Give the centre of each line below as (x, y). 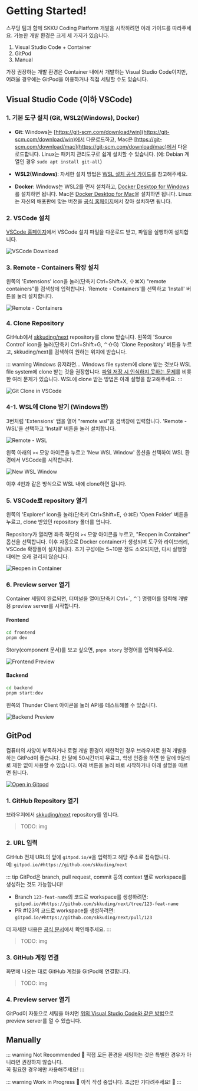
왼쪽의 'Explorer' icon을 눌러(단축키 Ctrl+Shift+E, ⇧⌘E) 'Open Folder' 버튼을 (97, 515)
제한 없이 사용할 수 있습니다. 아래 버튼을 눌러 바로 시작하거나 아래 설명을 (95, 765)
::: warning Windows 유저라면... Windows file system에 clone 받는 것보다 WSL (99, 364)
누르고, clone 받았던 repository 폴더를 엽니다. (59, 522)
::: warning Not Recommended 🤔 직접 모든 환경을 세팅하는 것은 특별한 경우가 (96, 1055)
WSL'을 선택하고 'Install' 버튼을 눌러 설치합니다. (61, 428)
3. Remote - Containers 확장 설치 (52, 267)
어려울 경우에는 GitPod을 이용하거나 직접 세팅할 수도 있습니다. (77, 79)
